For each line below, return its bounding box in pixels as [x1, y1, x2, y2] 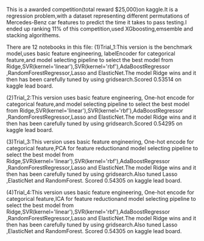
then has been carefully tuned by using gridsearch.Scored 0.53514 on [6, 76, 181, 83]
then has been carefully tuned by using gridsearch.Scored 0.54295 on [6, 120, 183, 127]
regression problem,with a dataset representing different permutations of [6, 12, 190, 19]
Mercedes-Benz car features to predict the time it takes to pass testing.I [6, 19, 187, 26]
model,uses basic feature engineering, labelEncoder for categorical [6, 50, 175, 57]
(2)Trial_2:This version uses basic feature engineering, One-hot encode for [6, 94, 195, 101]
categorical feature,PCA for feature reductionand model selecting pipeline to [6, 145, 199, 152]
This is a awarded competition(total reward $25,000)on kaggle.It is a [6, 6, 178, 13]
